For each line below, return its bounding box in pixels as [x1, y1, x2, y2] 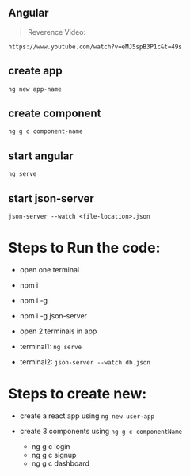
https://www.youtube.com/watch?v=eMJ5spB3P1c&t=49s [8, 43, 182, 51]
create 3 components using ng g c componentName [19, 426, 183, 436]
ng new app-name [8, 85, 62, 93]
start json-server [8, 192, 95, 205]
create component [8, 107, 101, 120]
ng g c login [31, 441, 70, 451]
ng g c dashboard [31, 459, 89, 468]
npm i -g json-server [19, 311, 88, 320]
